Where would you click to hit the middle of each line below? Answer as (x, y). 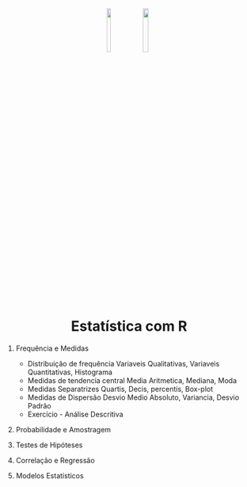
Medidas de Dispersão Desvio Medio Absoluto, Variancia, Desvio (133, 397)
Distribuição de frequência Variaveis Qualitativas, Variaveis (123, 364)
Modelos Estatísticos (50, 476)
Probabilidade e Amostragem (63, 430)
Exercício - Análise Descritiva (76, 414)
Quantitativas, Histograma (70, 372)
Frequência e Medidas (52, 348)
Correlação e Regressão (55, 461)
